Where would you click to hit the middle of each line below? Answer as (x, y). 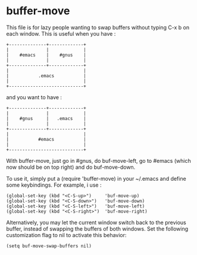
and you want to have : (34, 97)
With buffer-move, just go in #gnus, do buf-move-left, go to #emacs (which (99, 160)
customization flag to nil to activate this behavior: (66, 235)
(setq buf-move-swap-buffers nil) (49, 246)
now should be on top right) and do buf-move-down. (71, 167)
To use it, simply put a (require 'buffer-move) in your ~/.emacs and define (96, 178)
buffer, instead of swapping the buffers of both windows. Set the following (97, 229)
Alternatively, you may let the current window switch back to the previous (96, 222)
